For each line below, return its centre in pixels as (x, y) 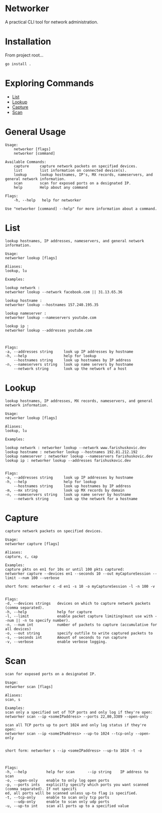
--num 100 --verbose (39, 578)
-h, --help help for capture (49, 612)
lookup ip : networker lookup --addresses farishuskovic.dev (68, 460)
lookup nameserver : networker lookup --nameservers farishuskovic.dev (79, 456)
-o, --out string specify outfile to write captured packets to (79, 633)
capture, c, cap (21, 557)
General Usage (36, 132)
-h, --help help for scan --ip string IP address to (77, 772)
